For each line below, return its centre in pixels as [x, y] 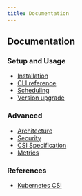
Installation [33, 76]
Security [29, 138]
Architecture [35, 131]
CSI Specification [42, 145]
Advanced [25, 116]
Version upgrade [41, 98]
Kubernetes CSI [39, 185]
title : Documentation [38, 13]
